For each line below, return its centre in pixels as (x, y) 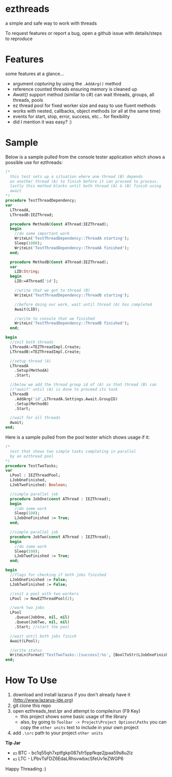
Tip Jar (13, 743)
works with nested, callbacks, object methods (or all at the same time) (87, 111)
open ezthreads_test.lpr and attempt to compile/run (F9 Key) (77, 711)
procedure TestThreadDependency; (41, 201)
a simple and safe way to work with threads (51, 23)
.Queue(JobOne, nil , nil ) (42, 618)
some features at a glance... (35, 74)
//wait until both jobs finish (43, 636)
